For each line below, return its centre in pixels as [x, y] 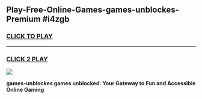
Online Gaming [25, 89]
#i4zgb [56, 19]
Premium [23, 19]
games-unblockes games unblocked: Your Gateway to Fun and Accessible [101, 83]
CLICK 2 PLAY [27, 59]
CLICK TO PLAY [29, 37]
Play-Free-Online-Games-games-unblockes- [93, 10]
